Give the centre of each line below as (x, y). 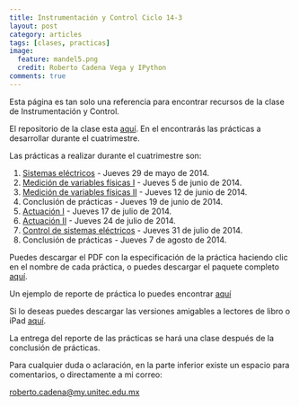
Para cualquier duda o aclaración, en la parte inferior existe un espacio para (149, 365)
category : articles (46, 34)
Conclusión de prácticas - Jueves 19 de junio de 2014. (123, 201)
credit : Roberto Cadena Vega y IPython (92, 68)
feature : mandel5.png (58, 59)
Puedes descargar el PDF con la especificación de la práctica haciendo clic (149, 257)
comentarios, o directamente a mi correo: (86, 375)
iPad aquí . (28, 321)
